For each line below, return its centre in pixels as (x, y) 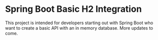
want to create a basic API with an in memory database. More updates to (79, 28)
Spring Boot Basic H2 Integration (74, 9)
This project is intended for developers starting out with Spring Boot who (79, 23)
